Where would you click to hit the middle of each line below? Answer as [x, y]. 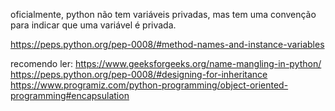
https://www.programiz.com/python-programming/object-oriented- [149, 85]
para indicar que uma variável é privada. [93, 25]
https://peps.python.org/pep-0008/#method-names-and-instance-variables [167, 44]
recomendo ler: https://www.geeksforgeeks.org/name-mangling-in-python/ [166, 63]
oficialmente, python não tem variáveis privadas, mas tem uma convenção [163, 14]
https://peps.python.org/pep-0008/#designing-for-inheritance [139, 74]
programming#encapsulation [70, 95]
